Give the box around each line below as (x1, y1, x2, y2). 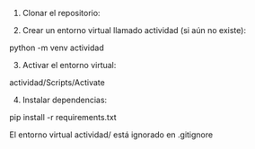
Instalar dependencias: (22, 94, 108, 105)
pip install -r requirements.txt (9, 112, 117, 122)
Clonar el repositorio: (22, 8, 101, 18)
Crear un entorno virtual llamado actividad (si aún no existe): (22, 25, 247, 35)
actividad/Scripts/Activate (9, 77, 105, 88)
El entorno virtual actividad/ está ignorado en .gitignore (9, 129, 214, 140)
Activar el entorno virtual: (22, 60, 117, 70)
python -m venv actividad (9, 42, 105, 53)
